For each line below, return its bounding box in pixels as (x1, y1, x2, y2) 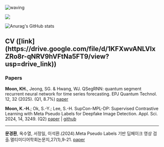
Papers (5, 74, 22, 81)
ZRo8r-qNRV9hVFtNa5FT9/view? (5, 53, 109, 61)
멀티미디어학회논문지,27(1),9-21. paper (10, 136, 85, 142)
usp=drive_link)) (5, 60, 57, 68)
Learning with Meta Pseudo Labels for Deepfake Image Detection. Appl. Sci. (5, 110, 158, 116)
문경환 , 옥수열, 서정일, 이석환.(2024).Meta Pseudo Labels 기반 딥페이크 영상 (5, 130, 152, 136)
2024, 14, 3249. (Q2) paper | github (5, 116, 77, 122)
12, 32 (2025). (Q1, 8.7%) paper (5, 96, 68, 102)
